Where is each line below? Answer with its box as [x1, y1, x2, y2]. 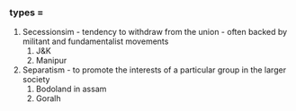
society [22, 74, 50, 85]
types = [9, 6, 44, 19]
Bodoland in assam [35, 83, 107, 95]
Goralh [35, 93, 61, 104]
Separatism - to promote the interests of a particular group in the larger [22, 64, 286, 75]
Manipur [35, 55, 67, 66]
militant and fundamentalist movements [22, 36, 169, 47]
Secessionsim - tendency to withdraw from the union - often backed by [22, 27, 288, 38]
